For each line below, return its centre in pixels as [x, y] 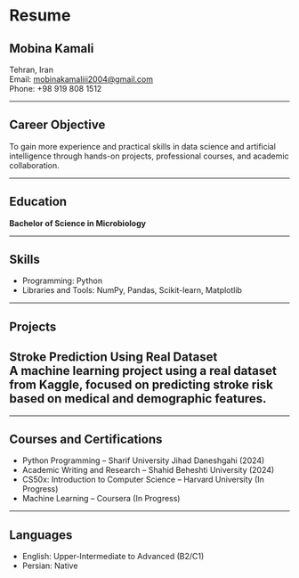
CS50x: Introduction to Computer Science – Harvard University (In [143, 480]
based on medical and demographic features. [138, 399]
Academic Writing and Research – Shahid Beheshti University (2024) [148, 470]
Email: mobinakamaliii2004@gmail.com [81, 79]
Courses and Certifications [86, 440]
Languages [41, 535]
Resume [40, 16]
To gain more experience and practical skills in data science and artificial [142, 146]
